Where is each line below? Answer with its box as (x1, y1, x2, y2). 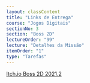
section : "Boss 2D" (6, 31, 55, 37)
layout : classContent (6, 8, 61, 15)
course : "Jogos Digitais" (6, 20, 71, 26)
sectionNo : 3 (6, 25, 39, 32)
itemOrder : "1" (6, 48, 44, 54)
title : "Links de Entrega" (6, 14, 74, 20)
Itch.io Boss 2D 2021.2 (6, 70, 62, 77)
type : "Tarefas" (6, 54, 47, 60)
